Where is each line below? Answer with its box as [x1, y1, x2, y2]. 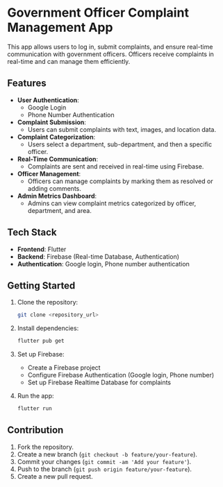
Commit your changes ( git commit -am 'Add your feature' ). [17, 457, 192, 465]
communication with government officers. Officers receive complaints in [7, 50, 214, 58]
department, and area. [27, 206, 92, 214]
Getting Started [7, 280, 76, 291]
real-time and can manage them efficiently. [7, 57, 131, 65]
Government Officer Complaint [7, 5, 190, 21]
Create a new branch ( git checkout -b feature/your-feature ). [17, 450, 198, 459]
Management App [7, 19, 113, 35]
